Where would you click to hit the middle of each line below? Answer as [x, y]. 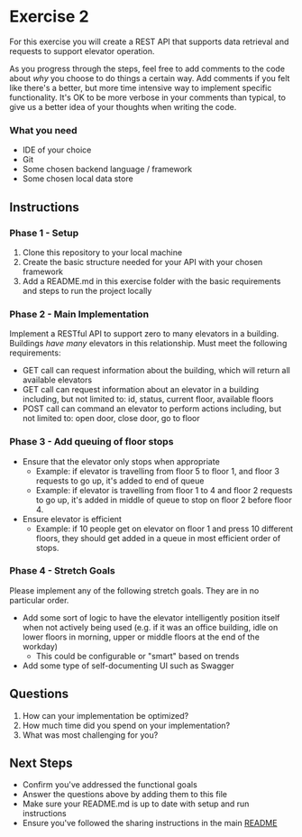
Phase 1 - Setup [44, 233]
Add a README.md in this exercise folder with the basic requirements [151, 281]
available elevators [57, 380]
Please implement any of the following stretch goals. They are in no [134, 590]
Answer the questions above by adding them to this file [125, 795]
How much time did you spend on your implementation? [126, 725]
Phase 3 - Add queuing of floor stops [92, 442]
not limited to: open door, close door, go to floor [111, 418]
